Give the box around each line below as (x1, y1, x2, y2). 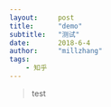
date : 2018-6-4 (9, 38, 91, 48)
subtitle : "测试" (9, 30, 80, 39)
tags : (9, 55, 30, 64)
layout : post (9, 13, 75, 22)
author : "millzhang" (9, 47, 103, 56)
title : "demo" (9, 22, 83, 31)
